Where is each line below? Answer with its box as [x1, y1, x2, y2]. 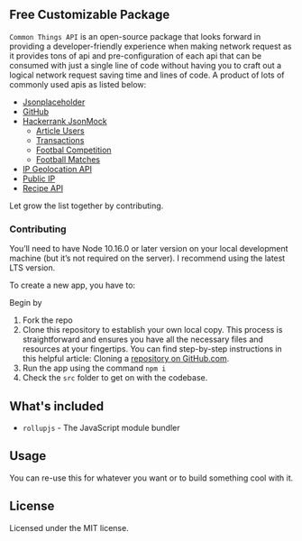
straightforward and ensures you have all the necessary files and [22, 334, 264, 345]
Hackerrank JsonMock [22, 115, 107, 126]
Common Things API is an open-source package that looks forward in [9, 31, 261, 41]
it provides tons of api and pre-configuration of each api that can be [9, 50, 262, 61]
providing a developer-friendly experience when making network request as [9, 41, 292, 51]
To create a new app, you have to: [9, 280, 136, 291]
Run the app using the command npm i [22, 362, 167, 373]
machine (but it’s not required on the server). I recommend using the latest [9, 252, 286, 264]
